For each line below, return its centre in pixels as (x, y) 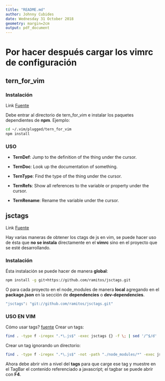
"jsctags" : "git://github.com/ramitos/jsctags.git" (59, 304)
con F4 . (13, 374)
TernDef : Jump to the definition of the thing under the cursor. (74, 157)
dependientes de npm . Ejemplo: (38, 120)
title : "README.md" (25, 10)
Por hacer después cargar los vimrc (79, 52)
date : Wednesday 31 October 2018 (40, 19)
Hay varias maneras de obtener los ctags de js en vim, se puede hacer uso (81, 237)
